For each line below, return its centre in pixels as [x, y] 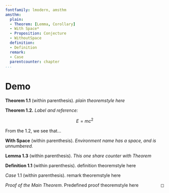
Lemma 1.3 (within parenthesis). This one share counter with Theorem [78, 156]
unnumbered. [19, 146]
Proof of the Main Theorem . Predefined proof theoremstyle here [72, 185]
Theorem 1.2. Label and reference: [42, 110]
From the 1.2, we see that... [33, 131]
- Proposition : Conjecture [38, 33]
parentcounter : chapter [35, 62]
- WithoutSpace [26, 38]
